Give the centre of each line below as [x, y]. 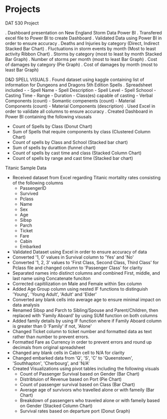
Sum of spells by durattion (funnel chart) [54, 147]
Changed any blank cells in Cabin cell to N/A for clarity [68, 353]
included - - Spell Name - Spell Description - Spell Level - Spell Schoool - [81, 90]
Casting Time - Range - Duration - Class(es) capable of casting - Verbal [79, 95]
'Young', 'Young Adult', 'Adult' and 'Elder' [55, 294]
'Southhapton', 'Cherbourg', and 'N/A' [51, 363]
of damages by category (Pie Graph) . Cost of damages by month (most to [82, 64]
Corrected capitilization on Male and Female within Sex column [77, 284]
